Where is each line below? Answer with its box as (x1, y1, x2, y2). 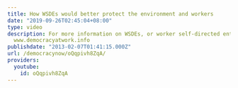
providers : (7, 57, 40, 64)
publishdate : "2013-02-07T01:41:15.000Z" (7, 43, 132, 50)
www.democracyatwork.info (13, 37, 91, 44)
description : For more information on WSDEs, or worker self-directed (7, 30, 220, 38)
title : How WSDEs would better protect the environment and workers (7, 10, 214, 18)
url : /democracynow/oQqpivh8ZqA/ (7, 50, 106, 57)
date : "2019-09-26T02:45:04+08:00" (7, 17, 113, 24)
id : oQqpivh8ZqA (20, 70, 69, 77)
